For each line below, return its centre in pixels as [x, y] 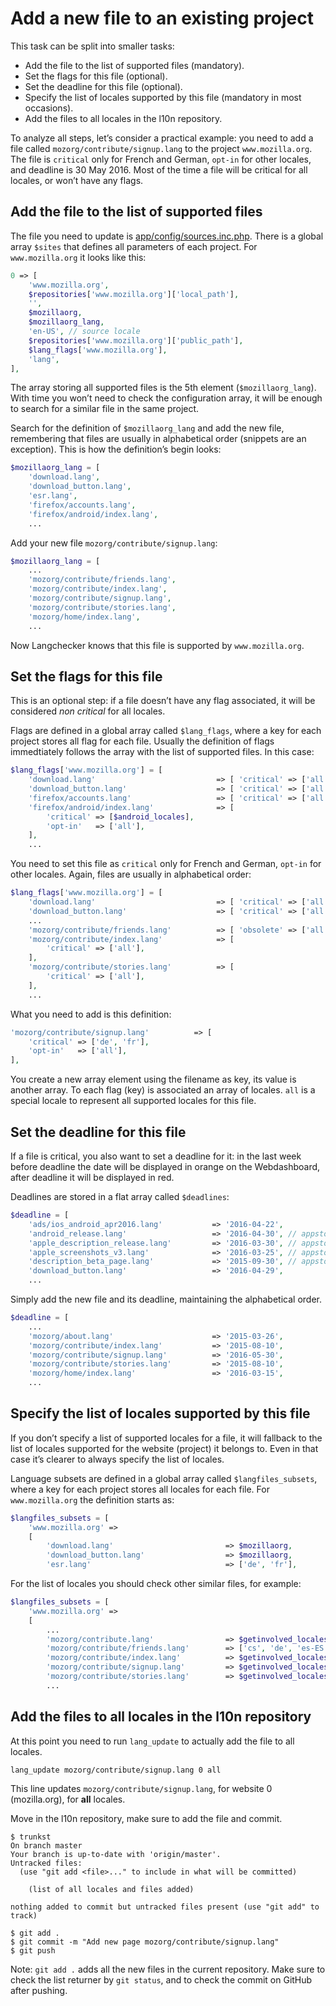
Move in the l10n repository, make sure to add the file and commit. [146, 1818]
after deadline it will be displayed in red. [92, 1177]
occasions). [49, 108]
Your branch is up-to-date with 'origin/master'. [116, 1854]
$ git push [33, 1950]
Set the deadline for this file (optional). [103, 86]
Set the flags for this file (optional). [96, 76]
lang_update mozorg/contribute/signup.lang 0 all [116, 1770]
